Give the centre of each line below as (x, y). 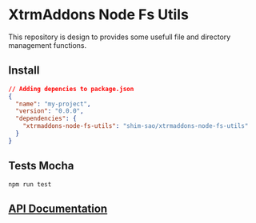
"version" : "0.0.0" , (50, 111)
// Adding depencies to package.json (71, 89)
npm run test (30, 184)
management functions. (48, 45)
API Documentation (58, 208)
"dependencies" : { (46, 119)
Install (24, 71)
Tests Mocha (41, 166)
